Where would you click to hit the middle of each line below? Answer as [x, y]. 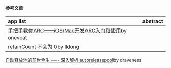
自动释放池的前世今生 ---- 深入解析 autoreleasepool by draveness [74, 60]
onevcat [18, 38]
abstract [153, 21]
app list [17, 21]
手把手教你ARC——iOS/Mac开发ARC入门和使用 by [67, 31]
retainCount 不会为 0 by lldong [44, 47]
